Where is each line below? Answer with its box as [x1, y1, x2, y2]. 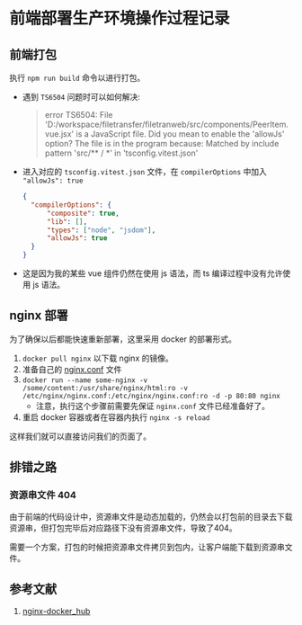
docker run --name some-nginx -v [22, 375, 148, 385]
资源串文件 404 [9, 489, 76, 502]
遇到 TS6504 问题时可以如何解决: [22, 92, 141, 102]
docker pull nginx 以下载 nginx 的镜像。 [22, 353, 173, 363]
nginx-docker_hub [22, 606, 91, 617]
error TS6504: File [44, 110, 113, 120]
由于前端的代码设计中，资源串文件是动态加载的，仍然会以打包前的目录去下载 [9, 511, 293, 522]
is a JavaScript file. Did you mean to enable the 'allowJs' [75, 129, 285, 139]
